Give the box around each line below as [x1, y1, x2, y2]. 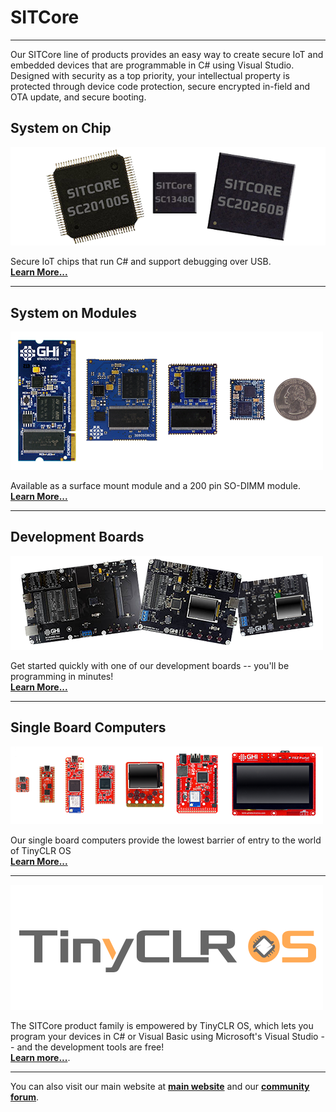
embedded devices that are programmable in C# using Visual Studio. [10, 59, 295, 71]
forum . [10, 1091, 40, 1103]
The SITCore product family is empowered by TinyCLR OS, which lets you [10, 1019, 314, 1031]
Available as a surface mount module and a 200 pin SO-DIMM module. [10, 480, 301, 492]
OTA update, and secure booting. [10, 91, 147, 103]
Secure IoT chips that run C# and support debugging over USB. [10, 256, 272, 268]
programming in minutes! [10, 670, 114, 682]
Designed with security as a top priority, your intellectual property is [10, 69, 290, 81]
